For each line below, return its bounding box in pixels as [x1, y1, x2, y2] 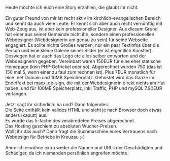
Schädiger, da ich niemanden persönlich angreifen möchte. [5, 150, 129, 156]
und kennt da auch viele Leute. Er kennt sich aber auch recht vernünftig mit [5, 20, 163, 26]
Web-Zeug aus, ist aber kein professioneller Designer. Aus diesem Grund [5, 26, 158, 32]
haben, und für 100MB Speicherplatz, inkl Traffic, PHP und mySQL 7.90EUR [5, 85, 162, 91]
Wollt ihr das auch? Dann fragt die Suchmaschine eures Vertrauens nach [5, 128, 157, 134]
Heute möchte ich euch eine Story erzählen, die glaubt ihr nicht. [5, 5, 139, 10]
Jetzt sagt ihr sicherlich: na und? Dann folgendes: [5, 102, 109, 107]
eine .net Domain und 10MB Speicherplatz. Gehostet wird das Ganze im [5, 75, 155, 80]
